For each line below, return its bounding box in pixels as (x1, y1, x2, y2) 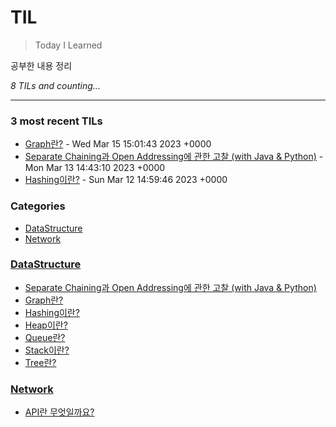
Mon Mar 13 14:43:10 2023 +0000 (24, 162, 166, 174)
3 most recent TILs (10, 114, 103, 128)
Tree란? (24, 356, 57, 368)
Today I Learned (34, 39, 103, 51)
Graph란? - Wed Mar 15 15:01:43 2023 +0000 (24, 138, 212, 150)
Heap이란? (24, 319, 68, 331)
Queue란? (24, 331, 66, 343)
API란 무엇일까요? (24, 406, 95, 418)
